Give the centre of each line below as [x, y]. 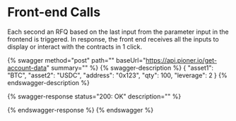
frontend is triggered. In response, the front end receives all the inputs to [113, 39]
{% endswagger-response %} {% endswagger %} [81, 110]
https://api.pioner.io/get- [182, 60]
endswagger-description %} [48, 82]
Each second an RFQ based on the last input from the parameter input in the [118, 32]
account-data [27, 68]
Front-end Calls [54, 12]
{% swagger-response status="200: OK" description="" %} [94, 96]
